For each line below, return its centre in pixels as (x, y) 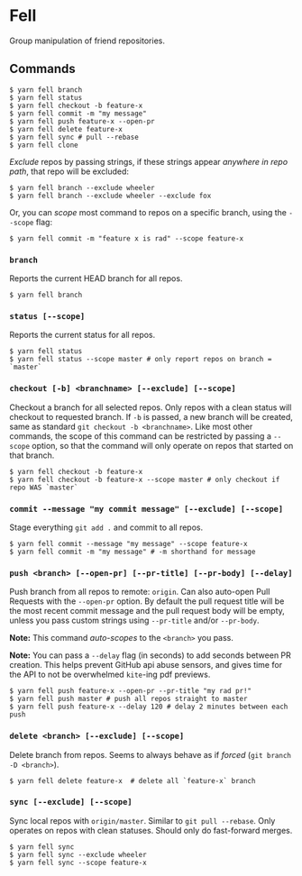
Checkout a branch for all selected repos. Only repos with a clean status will (151, 407)
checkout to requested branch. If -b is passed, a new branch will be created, (151, 416)
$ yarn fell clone (44, 145)
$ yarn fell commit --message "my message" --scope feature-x (128, 543)
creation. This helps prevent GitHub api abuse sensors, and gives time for (146, 665)
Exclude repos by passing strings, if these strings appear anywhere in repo (149, 161)
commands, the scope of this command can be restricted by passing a (141, 436)
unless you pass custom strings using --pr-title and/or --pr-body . (134, 620)
